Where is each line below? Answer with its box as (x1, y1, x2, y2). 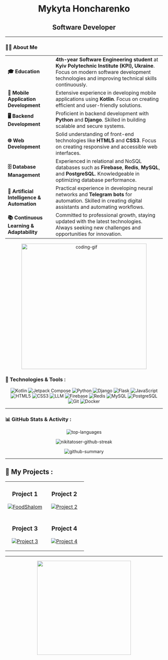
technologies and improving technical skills (55, 75, 157, 82)
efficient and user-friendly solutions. (55, 102, 142, 109)
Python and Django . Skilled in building (55, 116, 146, 123)
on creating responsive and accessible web (55, 144, 157, 151)
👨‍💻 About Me (5, 44, 37, 51)
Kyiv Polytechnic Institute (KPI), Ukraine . (55, 62, 155, 69)
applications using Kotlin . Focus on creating (55, 96, 159, 103)
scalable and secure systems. (55, 122, 125, 129)
